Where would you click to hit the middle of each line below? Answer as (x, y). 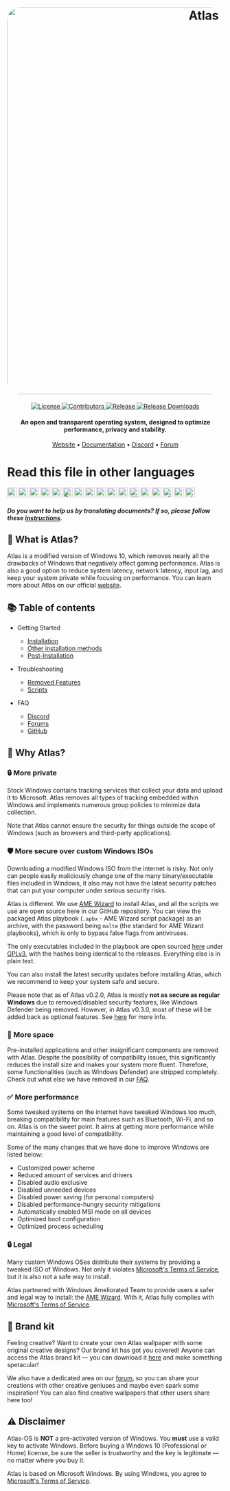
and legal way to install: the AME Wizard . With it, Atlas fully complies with (111, 1298)
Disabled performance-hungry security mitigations (89, 1204)
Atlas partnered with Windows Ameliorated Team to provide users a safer (111, 1290)
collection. (22, 812)
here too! (20, 1399)
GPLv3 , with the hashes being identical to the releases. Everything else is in (114, 954)
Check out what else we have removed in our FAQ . (78, 1079)
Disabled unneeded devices (56, 1190)
